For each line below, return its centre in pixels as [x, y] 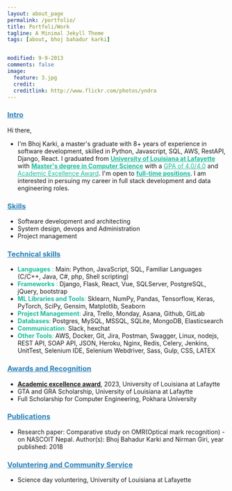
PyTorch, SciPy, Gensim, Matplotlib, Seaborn [81, 306]
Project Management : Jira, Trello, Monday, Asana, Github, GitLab [111, 313]
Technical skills [34, 254]
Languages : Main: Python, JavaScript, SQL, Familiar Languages [109, 270]
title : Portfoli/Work [39, 26]
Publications [29, 416]
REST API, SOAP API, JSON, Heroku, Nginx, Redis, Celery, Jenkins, [113, 343]
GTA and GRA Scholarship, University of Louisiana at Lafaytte [105, 391]
